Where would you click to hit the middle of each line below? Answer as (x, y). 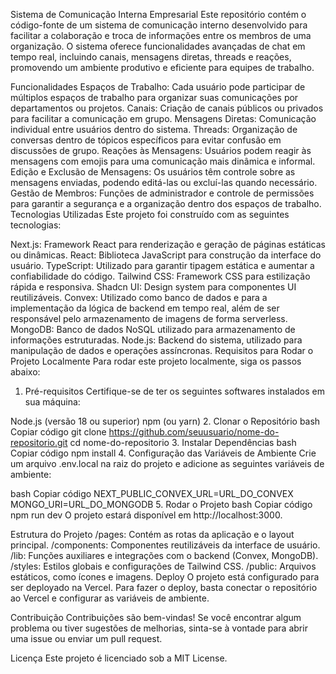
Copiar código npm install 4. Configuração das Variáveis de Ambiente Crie (163, 453)
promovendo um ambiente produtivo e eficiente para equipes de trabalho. (162, 67)
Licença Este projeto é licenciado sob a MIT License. (119, 658)
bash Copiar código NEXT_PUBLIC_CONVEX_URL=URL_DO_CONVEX (152, 493)
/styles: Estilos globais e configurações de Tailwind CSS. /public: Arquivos (163, 566)
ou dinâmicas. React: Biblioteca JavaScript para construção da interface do (166, 255)
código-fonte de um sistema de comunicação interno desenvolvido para (159, 25)
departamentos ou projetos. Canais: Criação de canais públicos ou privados (167, 108)
